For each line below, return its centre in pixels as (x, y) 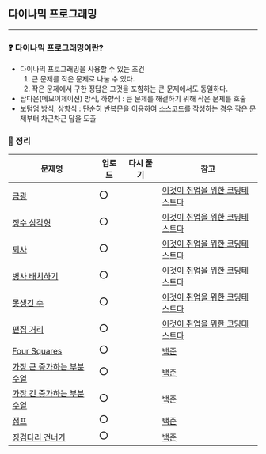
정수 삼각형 (32, 223)
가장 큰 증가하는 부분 (48, 367)
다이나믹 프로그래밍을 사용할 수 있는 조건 (82, 69)
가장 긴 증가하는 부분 (48, 394)
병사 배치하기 (35, 277)
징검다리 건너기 (39, 437)
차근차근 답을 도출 (68, 119)
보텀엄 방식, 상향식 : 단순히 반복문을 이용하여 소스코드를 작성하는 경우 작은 (133, 108)
